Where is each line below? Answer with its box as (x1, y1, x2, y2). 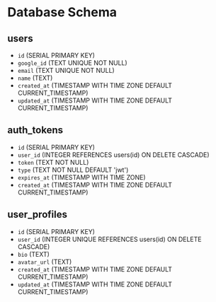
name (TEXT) (17, 74, 53, 82)
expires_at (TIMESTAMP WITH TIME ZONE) (17, 173, 147, 181)
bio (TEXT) (17, 250, 50, 258)
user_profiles (7, 209, 67, 221)
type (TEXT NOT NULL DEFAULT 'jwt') (17, 165, 129, 174)
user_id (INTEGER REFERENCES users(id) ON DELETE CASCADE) (17, 150, 210, 159)
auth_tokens (7, 124, 64, 137)
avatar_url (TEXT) (17, 257, 72, 266)
